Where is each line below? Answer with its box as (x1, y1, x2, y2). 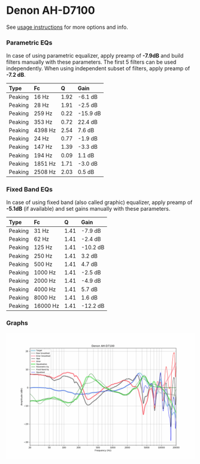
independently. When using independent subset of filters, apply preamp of (6, 65, 190, 72)
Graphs (6, 319, 28, 327)
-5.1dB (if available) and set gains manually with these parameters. (6, 205, 171, 212)
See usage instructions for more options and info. (6, 23, 129, 31)
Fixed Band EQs (6, 185, 53, 193)
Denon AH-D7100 (6, 4, 95, 17)
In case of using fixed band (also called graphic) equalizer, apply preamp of (6, 199, 193, 206)
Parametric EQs (6, 38, 53, 47)
